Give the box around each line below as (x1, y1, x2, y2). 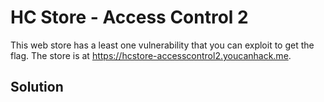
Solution (10, 79, 64, 96)
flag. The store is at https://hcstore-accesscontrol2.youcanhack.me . (10, 49, 292, 61)
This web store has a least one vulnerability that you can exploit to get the (10, 39, 315, 51)
